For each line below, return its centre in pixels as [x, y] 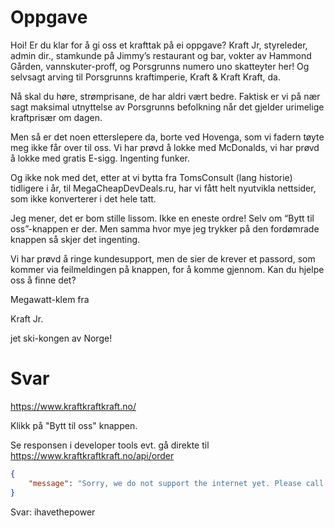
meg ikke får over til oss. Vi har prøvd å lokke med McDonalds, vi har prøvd [165, 147]
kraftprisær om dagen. [56, 117]
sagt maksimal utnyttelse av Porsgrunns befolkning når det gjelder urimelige [167, 107]
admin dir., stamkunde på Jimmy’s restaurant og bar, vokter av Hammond [161, 55]
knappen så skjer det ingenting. [75, 239]
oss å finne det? [43, 280]
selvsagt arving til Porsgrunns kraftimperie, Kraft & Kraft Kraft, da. [146, 77]
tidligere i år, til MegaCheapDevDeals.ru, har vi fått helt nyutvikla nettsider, [163, 188]
